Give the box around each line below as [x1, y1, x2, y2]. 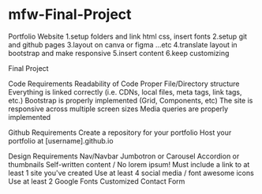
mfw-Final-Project [8, 6, 132, 24]
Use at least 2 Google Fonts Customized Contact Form [8, 176, 185, 186]
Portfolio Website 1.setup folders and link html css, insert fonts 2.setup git [8, 32, 247, 41]
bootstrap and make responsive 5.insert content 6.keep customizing [8, 48, 230, 58]
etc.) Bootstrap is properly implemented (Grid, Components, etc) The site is [8, 95, 253, 105]
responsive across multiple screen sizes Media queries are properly [8, 104, 229, 114]
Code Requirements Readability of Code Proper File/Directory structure [8, 79, 240, 88]
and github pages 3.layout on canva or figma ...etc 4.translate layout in [8, 39, 238, 49]
